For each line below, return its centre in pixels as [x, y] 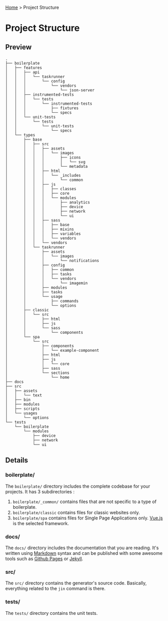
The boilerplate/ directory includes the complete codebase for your [78, 486]
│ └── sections [38, 373]
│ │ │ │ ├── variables [43, 234]
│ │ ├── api [22, 72]
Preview [19, 47]
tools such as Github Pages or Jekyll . [44, 558]
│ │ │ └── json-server [50, 90]
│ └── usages [21, 413]
